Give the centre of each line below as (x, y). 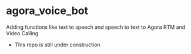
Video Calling (22, 33)
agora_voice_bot (47, 11)
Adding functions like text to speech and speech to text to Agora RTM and (96, 27)
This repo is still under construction (58, 45)
